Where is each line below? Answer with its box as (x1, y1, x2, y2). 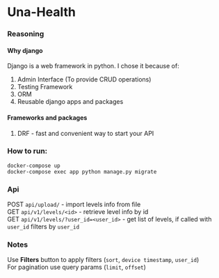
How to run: (7, 146, 48, 156)
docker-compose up (7, 162, 60, 169)
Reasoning (7, 29, 44, 39)
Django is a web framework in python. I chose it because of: (7, 62, 179, 70)
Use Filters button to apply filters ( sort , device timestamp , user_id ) (7, 256, 200, 264)
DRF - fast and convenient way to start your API (17, 129, 154, 137)
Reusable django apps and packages (17, 98, 124, 106)
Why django (7, 46, 43, 54)
